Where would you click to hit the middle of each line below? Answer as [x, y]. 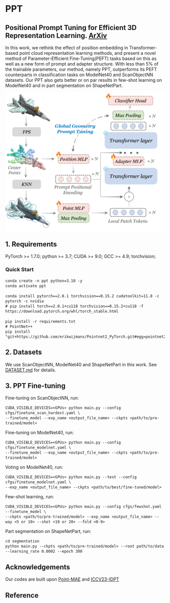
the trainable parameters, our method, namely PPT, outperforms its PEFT [81, 69]
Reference [22, 595]
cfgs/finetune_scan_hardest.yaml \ [43, 413]
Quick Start [19, 270]
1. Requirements [31, 244]
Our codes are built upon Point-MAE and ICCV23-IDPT [62, 579]
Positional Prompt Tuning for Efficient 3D [71, 28]
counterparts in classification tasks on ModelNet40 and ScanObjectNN [79, 75]
